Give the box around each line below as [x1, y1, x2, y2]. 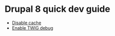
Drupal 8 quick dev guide [4, 3, 111, 15]
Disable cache [11, 20, 42, 26]
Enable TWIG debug [11, 25, 53, 31]
